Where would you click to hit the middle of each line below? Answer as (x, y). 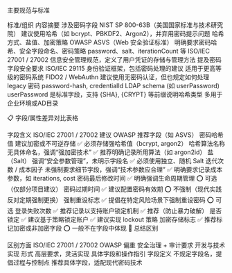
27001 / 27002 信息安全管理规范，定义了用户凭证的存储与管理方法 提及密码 (114, 60)
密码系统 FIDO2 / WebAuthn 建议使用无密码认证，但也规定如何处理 (114, 77)
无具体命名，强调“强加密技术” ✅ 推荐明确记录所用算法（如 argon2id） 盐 (110, 152)
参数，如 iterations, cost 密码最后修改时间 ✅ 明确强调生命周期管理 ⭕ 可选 (112, 178)
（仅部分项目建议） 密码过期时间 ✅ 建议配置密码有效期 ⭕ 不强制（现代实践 (115, 189)
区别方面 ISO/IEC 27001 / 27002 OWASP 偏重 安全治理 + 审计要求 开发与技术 (116, 245)
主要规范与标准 (28, 10)
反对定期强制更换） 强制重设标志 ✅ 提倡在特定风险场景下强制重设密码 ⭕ (111, 200)
